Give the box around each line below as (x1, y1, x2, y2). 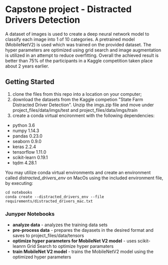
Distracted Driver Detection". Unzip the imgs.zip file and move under (12, 102, 154, 108)
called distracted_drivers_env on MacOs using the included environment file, (5, 175, 163, 181)
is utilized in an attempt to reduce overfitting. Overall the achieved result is (5, 52, 159, 58)
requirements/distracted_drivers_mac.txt (5, 198, 93, 204)
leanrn (12, 243, 26, 249)
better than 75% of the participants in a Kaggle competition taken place (5, 57, 153, 63)
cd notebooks (5, 190, 33, 195)
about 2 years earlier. (5, 63, 49, 69)
